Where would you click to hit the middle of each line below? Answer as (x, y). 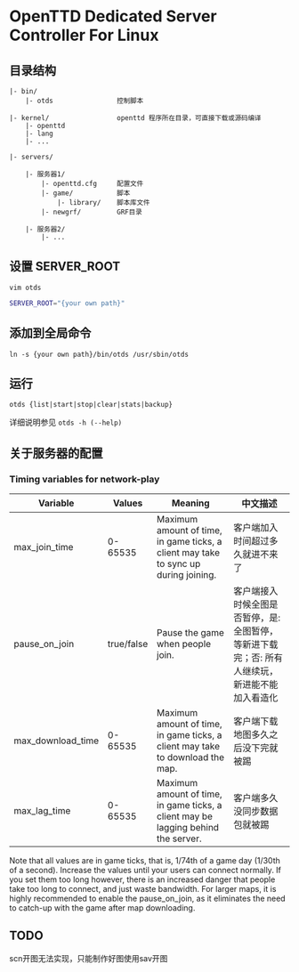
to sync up (179, 564)
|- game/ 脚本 (86, 193)
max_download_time (57, 741)
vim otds (25, 288)
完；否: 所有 (258, 658)
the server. (179, 838)
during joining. (187, 575)
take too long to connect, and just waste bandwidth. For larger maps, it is (143, 889)
